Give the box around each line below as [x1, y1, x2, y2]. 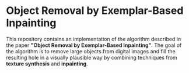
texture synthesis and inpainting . [6, 60, 89, 67]
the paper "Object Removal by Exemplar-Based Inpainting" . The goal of [6, 42, 182, 49]
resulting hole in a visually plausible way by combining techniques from [6, 54, 178, 61]
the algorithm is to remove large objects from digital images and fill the [6, 48, 176, 54]
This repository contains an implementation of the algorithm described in [6, 35, 181, 42]
